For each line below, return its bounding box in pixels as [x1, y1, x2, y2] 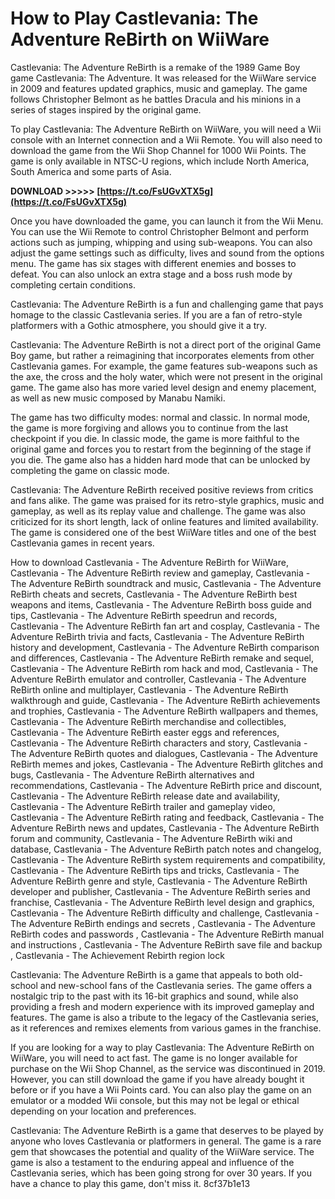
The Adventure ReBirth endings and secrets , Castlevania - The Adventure [10, 917, 316, 929]
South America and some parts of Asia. [10, 165, 172, 177]
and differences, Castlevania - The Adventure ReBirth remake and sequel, [10, 652, 314, 664]
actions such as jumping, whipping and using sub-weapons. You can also [10, 236, 313, 248]
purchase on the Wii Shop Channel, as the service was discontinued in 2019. [10, 1062, 326, 1074]
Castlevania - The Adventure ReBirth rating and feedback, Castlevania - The [10, 811, 325, 823]
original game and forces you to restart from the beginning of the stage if [10, 443, 312, 455]
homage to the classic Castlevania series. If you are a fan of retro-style [10, 308, 303, 321]
